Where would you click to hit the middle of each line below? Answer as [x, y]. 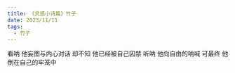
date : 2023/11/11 [33, 20]
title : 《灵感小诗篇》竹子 [42, 14]
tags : [15, 26]
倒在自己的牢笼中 [32, 63]
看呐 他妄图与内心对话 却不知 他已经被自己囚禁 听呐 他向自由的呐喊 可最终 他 [118, 54]
